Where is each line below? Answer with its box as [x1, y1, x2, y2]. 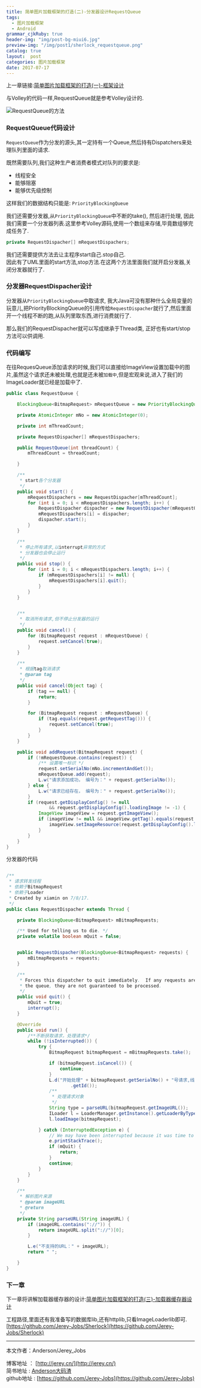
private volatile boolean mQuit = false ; [17, 934, 121, 940]
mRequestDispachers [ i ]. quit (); [48, 578, 127, 584]
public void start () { [17, 489, 74, 495]
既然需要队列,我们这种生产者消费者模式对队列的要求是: [6, 158, 141, 166]
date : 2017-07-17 [6, 64, 50, 71]
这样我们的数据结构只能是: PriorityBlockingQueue [6, 199, 129, 207]
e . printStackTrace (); [48, 1138, 103, 1144]
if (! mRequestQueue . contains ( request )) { [28, 755, 133, 761]
